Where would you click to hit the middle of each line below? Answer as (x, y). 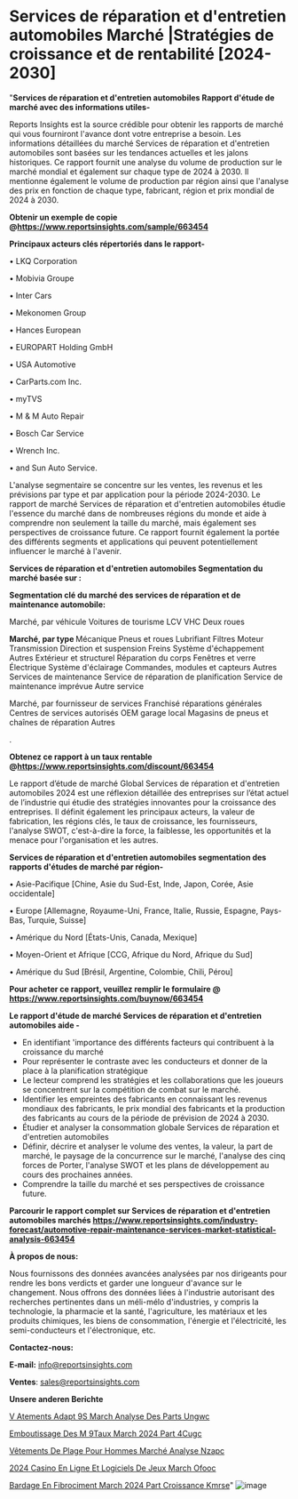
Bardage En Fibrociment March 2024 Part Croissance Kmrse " (122, 1485)
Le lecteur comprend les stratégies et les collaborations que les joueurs (153, 1080)
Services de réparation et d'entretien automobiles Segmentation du (136, 568)
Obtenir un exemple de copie (63, 217)
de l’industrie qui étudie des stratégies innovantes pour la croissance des (143, 802)
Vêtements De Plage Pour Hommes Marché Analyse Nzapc (117, 1450)
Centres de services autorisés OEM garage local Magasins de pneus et (139, 712)
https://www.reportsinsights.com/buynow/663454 (106, 998)
